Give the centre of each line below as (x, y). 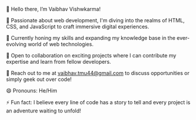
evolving (16, 44)
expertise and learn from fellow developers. (59, 62)
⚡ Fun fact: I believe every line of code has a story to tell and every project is (98, 102)
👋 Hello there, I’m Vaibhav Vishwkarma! (54, 9)
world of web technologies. (61, 44)
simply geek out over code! (39, 79)
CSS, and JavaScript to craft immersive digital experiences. (78, 27)
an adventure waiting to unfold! (44, 111)
